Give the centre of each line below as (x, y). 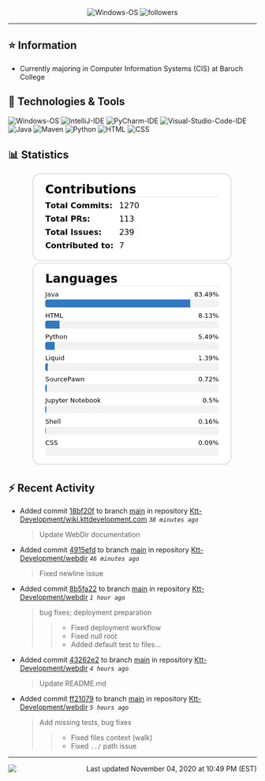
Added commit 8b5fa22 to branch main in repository (105, 589)
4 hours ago (109, 669)
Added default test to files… (116, 645)
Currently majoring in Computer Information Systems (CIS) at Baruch (131, 68)
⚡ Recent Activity (52, 488)
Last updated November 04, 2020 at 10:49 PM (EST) (172, 769)
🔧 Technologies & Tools (67, 102)
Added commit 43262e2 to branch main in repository (106, 660)
